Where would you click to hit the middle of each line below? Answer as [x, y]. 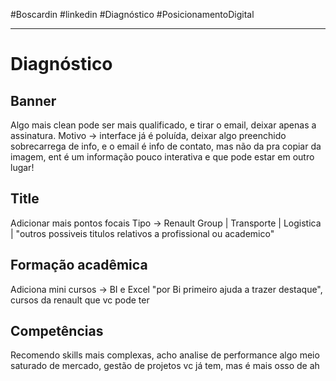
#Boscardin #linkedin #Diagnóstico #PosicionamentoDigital [132, 14]
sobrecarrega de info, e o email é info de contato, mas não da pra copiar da [166, 146]
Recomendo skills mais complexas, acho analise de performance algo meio [165, 355]
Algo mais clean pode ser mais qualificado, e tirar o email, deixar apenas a [163, 125]
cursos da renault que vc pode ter [80, 300]
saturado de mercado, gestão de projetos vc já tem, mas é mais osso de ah [165, 366]
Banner [33, 100]
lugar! [22, 167]
